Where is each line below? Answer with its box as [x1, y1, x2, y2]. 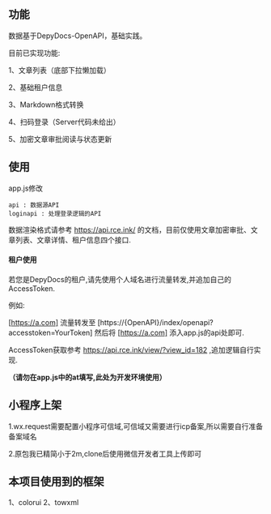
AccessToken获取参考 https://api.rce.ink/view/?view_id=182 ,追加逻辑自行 [8, 345, 255, 354]
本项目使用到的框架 [8, 475, 104, 489]
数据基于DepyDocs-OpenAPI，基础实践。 [8, 31, 147, 41]
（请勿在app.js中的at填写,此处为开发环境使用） [8, 372, 167, 382]
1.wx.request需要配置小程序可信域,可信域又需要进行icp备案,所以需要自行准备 [8, 421, 264, 431]
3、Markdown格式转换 [8, 100, 84, 109]
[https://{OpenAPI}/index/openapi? [97, 317, 214, 327]
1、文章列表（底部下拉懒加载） [8, 65, 111, 75]
